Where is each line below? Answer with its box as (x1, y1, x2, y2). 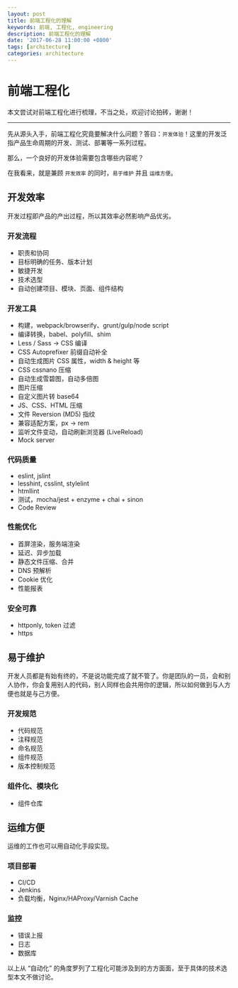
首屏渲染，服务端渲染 (17, 539, 80, 548)
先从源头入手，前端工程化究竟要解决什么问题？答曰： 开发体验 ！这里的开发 (7, 129, 221, 138)
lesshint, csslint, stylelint (17, 479, 90, 488)
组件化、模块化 (7, 781, 59, 791)
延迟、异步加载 (17, 548, 62, 557)
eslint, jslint (17, 471, 51, 480)
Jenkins (17, 886, 41, 894)
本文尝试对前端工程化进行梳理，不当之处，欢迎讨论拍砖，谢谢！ (7, 107, 193, 116)
